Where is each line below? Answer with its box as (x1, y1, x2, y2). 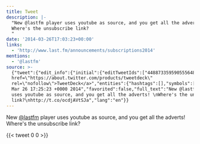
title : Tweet (6, 8, 39, 15)
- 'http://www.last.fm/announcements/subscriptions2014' (11, 48, 156, 54)
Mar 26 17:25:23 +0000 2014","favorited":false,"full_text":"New (11, 86, 177, 92)
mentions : (6, 53, 31, 59)
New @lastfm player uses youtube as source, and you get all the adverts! (6, 114, 186, 121)
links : (6, 42, 23, 48)
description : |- (6, 14, 46, 20)
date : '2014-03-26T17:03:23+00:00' (6, 36, 95, 42)
